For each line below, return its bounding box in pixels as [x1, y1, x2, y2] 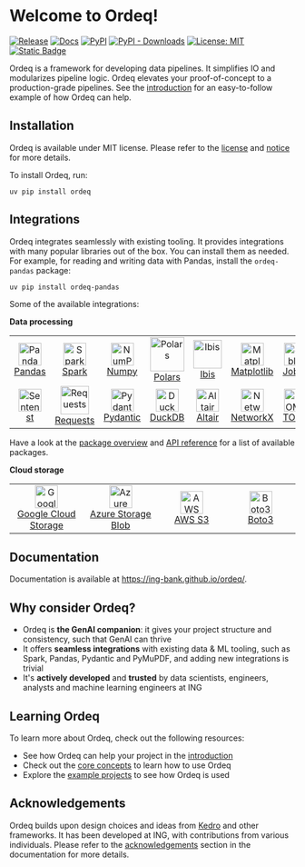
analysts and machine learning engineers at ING [22, 683, 202, 693]
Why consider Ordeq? [9, 600, 136, 615]
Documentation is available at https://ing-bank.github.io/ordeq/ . [9, 573, 248, 584]
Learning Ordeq [9, 708, 100, 723]
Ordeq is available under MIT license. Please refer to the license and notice [9, 142, 290, 153]
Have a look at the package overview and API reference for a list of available [9, 437, 295, 448]
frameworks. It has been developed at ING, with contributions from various [9, 829, 289, 841]
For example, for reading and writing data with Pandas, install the [9, 255, 252, 266]
